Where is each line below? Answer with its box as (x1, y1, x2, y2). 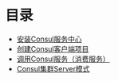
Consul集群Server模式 (16, 64, 90, 73)
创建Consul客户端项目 (16, 44, 89, 53)
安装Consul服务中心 (16, 34, 82, 44)
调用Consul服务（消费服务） (16, 54, 110, 64)
